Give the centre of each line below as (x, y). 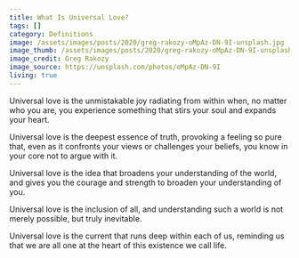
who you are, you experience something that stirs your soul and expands (143, 110)
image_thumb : (33, 51)
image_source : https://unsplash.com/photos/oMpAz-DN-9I (115, 68)
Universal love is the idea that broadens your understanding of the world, (143, 173)
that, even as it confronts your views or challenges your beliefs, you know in (149, 146)
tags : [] (25, 26)
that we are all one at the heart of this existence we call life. (118, 245)
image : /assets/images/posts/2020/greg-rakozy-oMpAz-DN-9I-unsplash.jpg (147, 42)
